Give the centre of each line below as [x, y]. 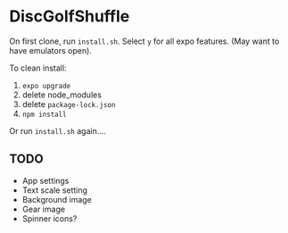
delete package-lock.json [69, 104]
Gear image [43, 209]
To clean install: [38, 68]
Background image [57, 199]
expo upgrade [46, 86]
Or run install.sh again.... [58, 130]
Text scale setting [54, 190]
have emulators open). [50, 50]
